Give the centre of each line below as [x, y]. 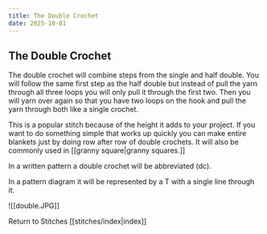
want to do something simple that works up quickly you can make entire [127, 133]
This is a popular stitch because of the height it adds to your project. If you [132, 125]
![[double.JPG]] [34, 206]
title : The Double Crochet [53, 16]
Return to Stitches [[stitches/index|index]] [78, 221]
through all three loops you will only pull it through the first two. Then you [129, 92]
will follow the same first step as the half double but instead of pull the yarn [133, 84]
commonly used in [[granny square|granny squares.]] [97, 150]
